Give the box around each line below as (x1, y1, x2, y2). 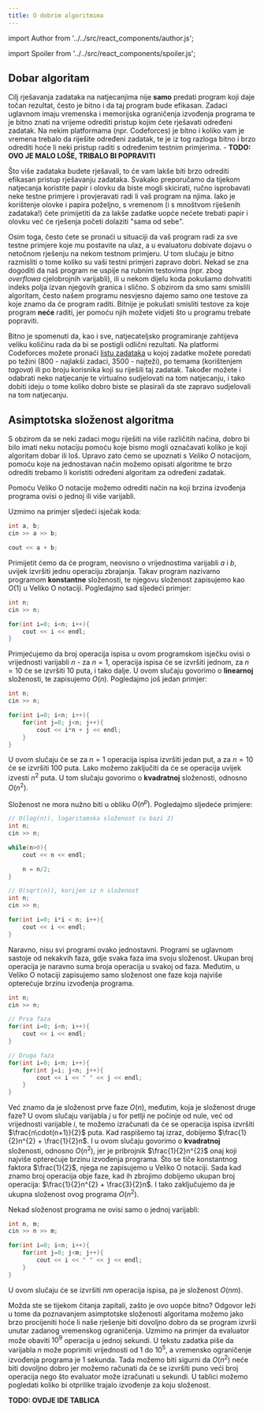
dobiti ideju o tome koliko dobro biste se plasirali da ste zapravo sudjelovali (8, 382, 251, 391)
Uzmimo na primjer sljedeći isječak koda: (8, 507, 142, 516)
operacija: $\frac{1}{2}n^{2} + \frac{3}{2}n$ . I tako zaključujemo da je (8, 1179, 236, 1189)
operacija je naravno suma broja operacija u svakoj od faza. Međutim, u (8, 961, 240, 971)
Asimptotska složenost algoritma (8, 413, 175, 427)
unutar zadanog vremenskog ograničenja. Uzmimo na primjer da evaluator (8, 1326, 250, 1335)
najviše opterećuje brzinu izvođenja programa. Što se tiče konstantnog (8, 1154, 238, 1164)
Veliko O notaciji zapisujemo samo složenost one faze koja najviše (8, 970, 223, 979)
